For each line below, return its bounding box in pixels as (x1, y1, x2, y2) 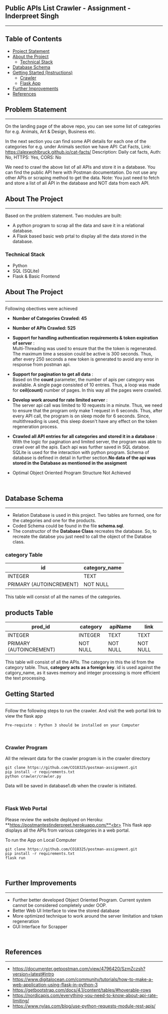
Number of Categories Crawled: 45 (12, 315, 87, 321)
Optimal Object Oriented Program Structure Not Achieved (12, 470, 131, 476)
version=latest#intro (12, 971, 54, 977)
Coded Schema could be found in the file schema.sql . (12, 523, 124, 529)
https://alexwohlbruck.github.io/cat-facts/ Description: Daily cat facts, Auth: (5, 149, 161, 155)
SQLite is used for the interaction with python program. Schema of (12, 449, 149, 456)
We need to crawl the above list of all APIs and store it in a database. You (5, 164, 156, 170)
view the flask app (5, 713, 43, 719)
